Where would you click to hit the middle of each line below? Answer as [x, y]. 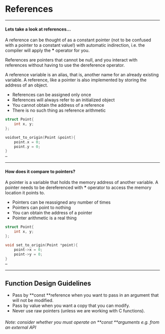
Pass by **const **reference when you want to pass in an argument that [85, 295]
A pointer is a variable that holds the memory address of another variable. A [82, 182]
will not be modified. [33, 301]
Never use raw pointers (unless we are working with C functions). [79, 311]
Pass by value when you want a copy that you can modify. [71, 305]
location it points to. [25, 193]
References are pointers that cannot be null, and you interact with [71, 60]
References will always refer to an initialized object [63, 100]
